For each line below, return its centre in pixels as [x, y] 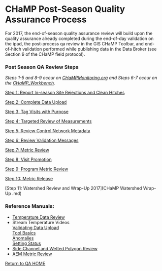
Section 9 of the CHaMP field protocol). [45, 54]
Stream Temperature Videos [41, 222]
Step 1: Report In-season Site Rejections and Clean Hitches [65, 93]
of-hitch [13, 49]
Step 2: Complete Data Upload [36, 102]
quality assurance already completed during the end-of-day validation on [79, 39]
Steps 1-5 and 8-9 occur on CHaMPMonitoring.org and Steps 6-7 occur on [81, 78]
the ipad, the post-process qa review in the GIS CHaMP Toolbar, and [74, 43]
